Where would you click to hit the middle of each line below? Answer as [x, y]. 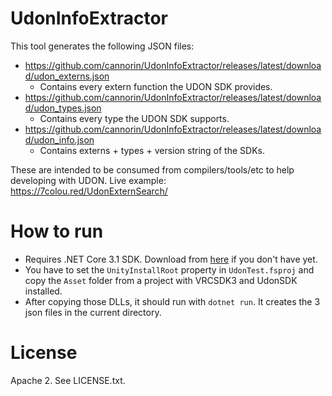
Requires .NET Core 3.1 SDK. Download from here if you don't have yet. [171, 259]
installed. [43, 291]
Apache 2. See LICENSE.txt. [68, 380]
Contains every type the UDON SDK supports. [134, 118]
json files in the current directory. [93, 312]
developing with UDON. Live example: [88, 180]
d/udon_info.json [59, 139]
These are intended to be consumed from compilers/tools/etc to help [152, 169]
